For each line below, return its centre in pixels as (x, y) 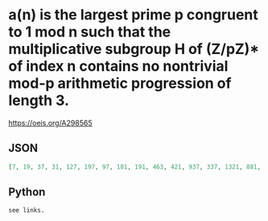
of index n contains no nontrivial (118, 67)
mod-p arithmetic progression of (120, 83)
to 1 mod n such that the (90, 32)
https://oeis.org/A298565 (50, 123)
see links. (27, 211)
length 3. (39, 100)
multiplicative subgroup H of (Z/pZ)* (134, 49)
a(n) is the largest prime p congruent (134, 15)
